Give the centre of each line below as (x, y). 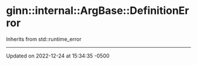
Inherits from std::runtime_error (44, 39)
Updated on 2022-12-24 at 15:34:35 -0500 (58, 56)
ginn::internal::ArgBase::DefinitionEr (98, 11)
